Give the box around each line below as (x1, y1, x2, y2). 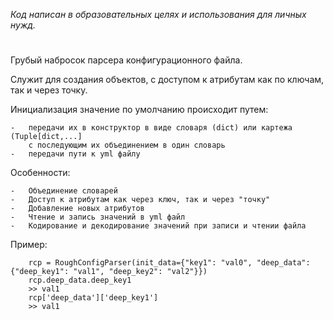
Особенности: (10, 167, 71, 179)
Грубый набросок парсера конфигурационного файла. (10, 54, 243, 66)
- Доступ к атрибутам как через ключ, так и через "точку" (10, 195, 271, 205)
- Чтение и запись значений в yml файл (10, 212, 186, 223)
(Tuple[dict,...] (10, 132, 83, 142)
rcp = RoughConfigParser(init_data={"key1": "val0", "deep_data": (28, 258, 311, 268)
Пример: (10, 239, 48, 251)
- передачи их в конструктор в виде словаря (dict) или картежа (10, 123, 293, 133)
